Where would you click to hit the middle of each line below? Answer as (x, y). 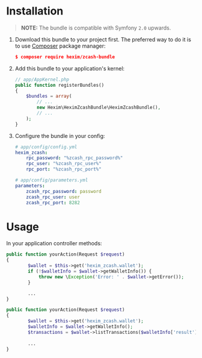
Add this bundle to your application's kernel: (70, 68)
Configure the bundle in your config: (60, 136)
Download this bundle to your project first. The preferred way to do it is (103, 39)
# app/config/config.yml (46, 147)
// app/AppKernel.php (42, 80)
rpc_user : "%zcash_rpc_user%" (64, 164)
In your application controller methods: (54, 243)
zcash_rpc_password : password (64, 191)
